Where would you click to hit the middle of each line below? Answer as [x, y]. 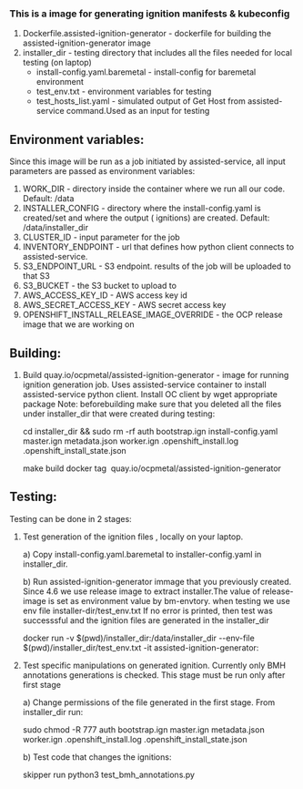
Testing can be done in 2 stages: [71, 518]
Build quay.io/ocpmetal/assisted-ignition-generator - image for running [156, 374]
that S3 [36, 276]
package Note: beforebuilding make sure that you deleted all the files [152, 404]
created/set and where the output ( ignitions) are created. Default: [146, 218]
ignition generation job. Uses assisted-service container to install [144, 384]
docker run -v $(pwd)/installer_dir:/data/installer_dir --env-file [138, 638]
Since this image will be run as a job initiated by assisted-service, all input [148, 161]
